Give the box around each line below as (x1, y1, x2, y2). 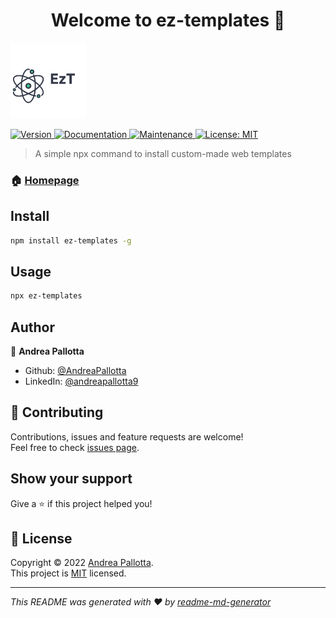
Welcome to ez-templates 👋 (50, 9, 286, 32)
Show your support (10, 470, 133, 488)
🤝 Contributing (10, 404, 104, 421)
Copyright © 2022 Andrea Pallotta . (10, 557, 154, 569)
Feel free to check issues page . (10, 441, 140, 453)
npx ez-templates (10, 291, 83, 301)
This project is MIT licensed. (10, 567, 127, 579)
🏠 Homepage (10, 173, 80, 187)
